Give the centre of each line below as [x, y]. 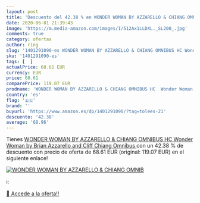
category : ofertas [29, 39]
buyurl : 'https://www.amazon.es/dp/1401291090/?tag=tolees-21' [86, 111]
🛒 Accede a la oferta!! [33, 193]
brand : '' [18, 106]
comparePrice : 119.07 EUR [38, 84]
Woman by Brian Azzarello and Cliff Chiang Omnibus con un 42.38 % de [95, 146]
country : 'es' [24, 95]
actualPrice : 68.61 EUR [36, 67]
